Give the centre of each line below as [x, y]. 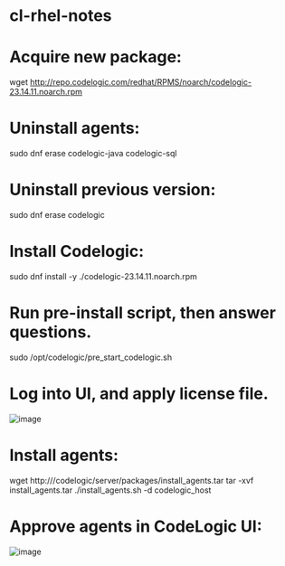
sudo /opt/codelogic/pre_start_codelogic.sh [91, 357]
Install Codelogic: [77, 252]
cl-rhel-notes [61, 16]
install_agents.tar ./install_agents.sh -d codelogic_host [110, 490]
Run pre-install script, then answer [142, 313]
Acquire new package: [96, 57]
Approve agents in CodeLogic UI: [136, 526]
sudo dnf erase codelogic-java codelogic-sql [93, 154]
